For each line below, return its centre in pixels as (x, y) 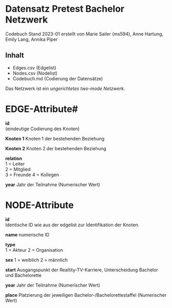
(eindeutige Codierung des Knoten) (42, 129)
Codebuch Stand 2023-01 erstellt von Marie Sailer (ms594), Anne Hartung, (84, 34)
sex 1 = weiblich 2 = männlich (37, 260)
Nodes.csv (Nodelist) (35, 73)
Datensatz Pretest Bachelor (65, 9)
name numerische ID (27, 234)
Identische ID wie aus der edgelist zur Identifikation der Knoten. (72, 225)
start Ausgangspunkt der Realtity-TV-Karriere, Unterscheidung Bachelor (82, 270)
